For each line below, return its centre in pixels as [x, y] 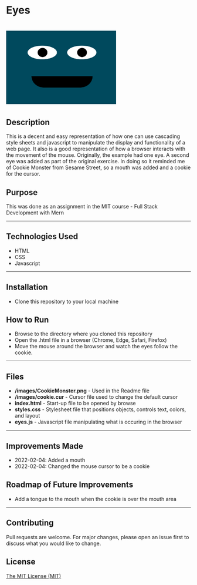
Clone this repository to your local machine [67, 301]
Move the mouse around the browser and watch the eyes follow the [96, 347]
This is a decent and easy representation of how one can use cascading [93, 136]
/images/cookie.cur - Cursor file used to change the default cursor [96, 397]
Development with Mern [35, 213]
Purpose [22, 192]
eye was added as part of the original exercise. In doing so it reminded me [96, 162]
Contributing [30, 523]
